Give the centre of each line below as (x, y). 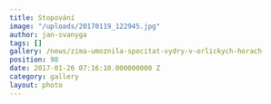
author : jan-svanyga (49, 34)
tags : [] (26, 43)
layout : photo (36, 85)
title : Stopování (42, 18)
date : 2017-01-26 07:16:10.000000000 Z (85, 69)
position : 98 (34, 60)
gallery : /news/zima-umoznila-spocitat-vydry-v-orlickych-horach (135, 52)
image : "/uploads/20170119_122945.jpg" (85, 26)
